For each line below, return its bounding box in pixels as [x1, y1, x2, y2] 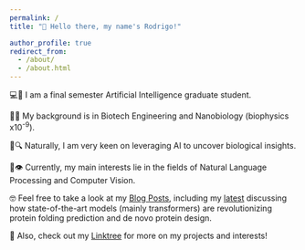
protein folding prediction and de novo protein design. [9, 212, 213, 224]
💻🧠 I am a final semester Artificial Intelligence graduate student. [9, 89, 252, 100]
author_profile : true [9, 38, 92, 47]
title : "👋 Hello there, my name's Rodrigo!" [9, 22, 182, 31]
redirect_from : [9, 47, 68, 56]
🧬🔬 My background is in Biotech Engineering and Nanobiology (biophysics [9, 110, 289, 121]
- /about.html [17, 64, 71, 73]
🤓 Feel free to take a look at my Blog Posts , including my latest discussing [9, 193, 288, 203]
